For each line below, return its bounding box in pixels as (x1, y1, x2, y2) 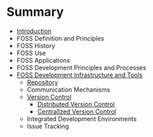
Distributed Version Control (37, 100, 115, 108)
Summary (6, 4, 64, 20)
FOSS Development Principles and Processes (16, 63, 147, 72)
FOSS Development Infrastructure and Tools (16, 70, 143, 79)
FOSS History (16, 41, 56, 50)
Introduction (16, 27, 52, 35)
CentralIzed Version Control (37, 107, 117, 116)
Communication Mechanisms (26, 85, 110, 94)
